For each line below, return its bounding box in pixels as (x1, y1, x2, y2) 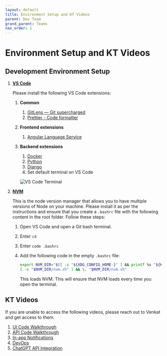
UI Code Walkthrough (12, 324, 57, 330)
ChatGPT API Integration (12, 345, 63, 351)
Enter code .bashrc (19, 243, 59, 249)
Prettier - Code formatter (27, 115, 79, 121)
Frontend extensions (19, 124, 64, 130)
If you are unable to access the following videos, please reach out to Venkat (5, 309, 161, 315)
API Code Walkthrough (12, 329, 59, 335)
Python (27, 159, 42, 165)
